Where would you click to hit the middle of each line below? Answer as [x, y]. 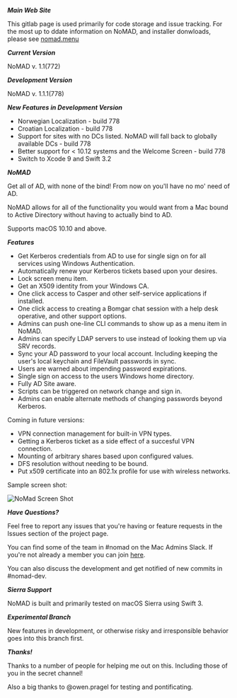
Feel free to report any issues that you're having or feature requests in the [115, 526]
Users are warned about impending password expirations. [102, 368]
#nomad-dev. [27, 576]
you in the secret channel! [45, 673]
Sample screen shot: [37, 485]
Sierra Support [29, 589]
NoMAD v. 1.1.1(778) [36, 94]
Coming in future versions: [46, 420]
